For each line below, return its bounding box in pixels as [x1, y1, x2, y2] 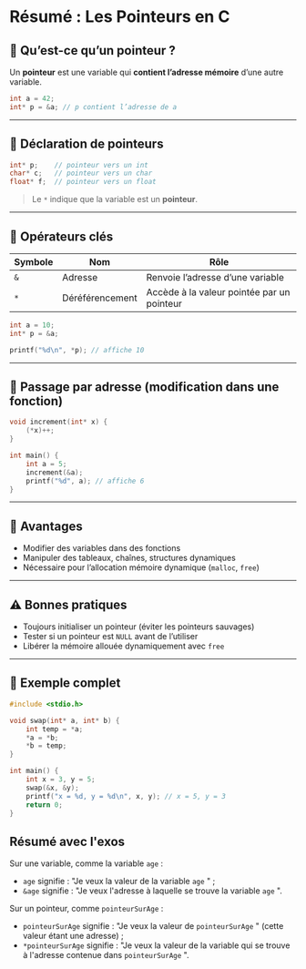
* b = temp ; [25, 741, 67, 750]
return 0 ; [25, 800, 64, 810]
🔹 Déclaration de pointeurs [9, 137, 164, 152]
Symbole [14, 256, 54, 268]
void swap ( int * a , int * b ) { [9, 716, 120, 725]
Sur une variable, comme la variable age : [9, 858, 164, 869]
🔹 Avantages [9, 518, 84, 534]
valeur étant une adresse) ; [22, 931, 125, 942]
